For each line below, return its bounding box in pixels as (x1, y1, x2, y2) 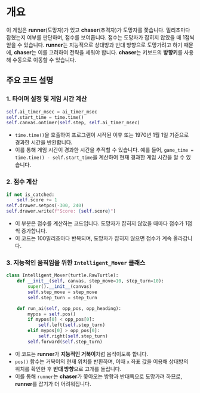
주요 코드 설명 (6, 75, 54, 85)
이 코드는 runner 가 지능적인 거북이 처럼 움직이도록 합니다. (14, 350, 149, 357)
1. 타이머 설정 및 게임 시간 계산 (6, 95, 87, 103)
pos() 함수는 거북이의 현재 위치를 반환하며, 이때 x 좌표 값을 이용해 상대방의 (14, 358, 189, 365)
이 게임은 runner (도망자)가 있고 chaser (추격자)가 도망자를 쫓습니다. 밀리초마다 (6, 26, 190, 33)
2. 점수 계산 (6, 177, 38, 186)
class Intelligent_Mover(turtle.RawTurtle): (6, 272, 119, 278)
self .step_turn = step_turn (27, 294, 97, 300)
